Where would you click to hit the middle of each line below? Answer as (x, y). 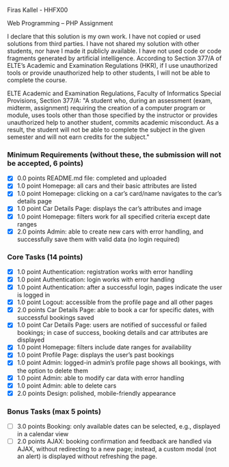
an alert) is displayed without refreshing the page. (87, 456)
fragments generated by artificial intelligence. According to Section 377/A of (114, 58)
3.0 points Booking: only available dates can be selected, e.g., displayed (119, 427)
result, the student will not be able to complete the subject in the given (106, 130)
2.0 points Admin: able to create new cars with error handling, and (110, 231)
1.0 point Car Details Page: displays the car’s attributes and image (109, 209)
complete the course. (37, 80)
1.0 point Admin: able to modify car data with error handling (100, 378)
